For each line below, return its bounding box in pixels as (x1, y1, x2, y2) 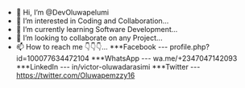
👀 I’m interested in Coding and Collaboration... (15, 16, 169, 26)
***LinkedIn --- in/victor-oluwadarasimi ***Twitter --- (15, 62, 201, 71)
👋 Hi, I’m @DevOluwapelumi (15, 8, 110, 17)
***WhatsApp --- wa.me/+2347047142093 (91, 54, 238, 63)
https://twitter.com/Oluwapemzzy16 (15, 70, 135, 80)
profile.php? (169, 42, 210, 51)
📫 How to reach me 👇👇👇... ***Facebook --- (15, 42, 168, 51)
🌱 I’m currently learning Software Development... (15, 25, 178, 34)
